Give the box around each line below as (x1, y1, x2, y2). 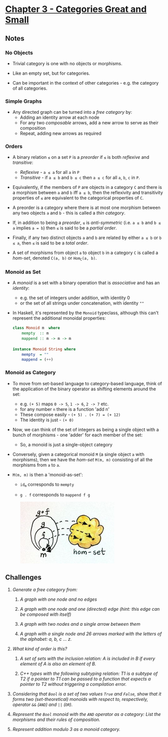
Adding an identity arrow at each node (20, 114, 99, 121)
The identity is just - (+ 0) (20, 417, 74, 423)
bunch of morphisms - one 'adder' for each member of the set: (12, 432, 143, 438)
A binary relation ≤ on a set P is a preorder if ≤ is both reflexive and (12, 154, 149, 160)
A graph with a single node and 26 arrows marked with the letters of (20, 630, 162, 637)
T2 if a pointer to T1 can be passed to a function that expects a (20, 675, 151, 682)
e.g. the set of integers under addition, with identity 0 (20, 295, 130, 301)
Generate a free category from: (12, 586, 78, 592)
